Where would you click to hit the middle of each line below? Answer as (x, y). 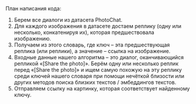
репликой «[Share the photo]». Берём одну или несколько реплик (96, 63)
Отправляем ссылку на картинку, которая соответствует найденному (102, 88)
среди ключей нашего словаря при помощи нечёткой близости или (99, 76)
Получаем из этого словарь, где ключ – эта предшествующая (92, 45)
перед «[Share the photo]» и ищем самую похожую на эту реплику (98, 70)
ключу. (23, 95)
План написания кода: (33, 9)
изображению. (32, 38)
